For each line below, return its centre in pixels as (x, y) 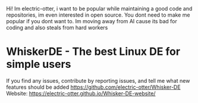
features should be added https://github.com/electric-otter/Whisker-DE (93, 87)
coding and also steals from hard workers (57, 27)
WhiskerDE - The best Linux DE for (93, 51)
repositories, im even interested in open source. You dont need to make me (98, 15)
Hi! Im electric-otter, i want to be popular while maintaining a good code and (99, 9)
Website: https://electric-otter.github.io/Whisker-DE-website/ (81, 93)
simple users (39, 64)
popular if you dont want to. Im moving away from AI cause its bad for (92, 21)
